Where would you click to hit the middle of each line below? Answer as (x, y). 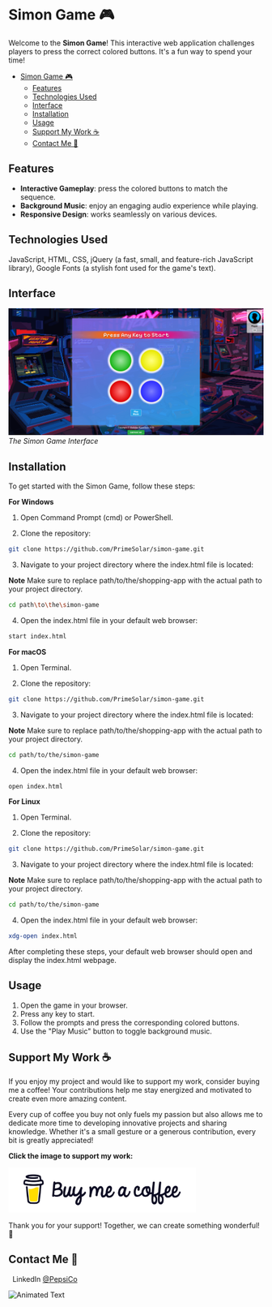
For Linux (24, 802)
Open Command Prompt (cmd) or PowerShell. (97, 518)
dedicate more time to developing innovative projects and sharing (118, 1123)
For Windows (31, 502)
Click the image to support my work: (71, 1155)
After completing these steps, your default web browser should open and (130, 952)
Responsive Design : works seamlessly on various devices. (119, 214)
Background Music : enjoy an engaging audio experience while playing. (139, 205)
